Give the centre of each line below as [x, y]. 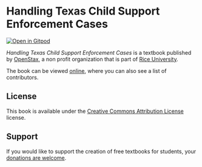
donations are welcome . [36, 158]
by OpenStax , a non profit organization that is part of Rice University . [93, 59]
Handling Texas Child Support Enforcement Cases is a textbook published [99, 52]
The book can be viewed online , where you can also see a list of [86, 70]
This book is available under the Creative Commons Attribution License [95, 111]
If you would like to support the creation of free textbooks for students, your [101, 151]
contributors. [22, 77]
